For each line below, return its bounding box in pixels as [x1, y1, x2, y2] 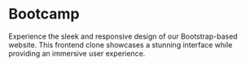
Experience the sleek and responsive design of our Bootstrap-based [8, 31, 238, 41]
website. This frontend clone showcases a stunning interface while [8, 39, 233, 49]
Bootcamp [8, 5, 80, 23]
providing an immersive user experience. [8, 48, 146, 58]
